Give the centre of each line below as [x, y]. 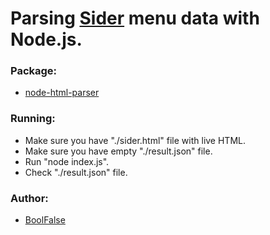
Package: [34, 71]
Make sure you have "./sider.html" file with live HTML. [135, 140]
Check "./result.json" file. [76, 172]
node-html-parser [62, 93]
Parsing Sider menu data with [135, 18]
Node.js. [46, 39]
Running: [33, 119]
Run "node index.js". [67, 161]
